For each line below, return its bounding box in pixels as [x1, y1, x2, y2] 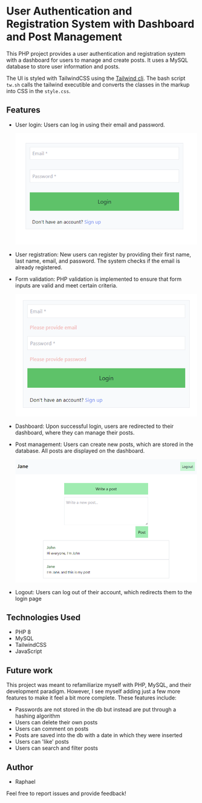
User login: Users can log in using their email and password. [15, 121, 165, 128]
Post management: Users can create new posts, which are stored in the [15, 441, 194, 448]
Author [6, 762, 33, 772]
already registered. [15, 264, 62, 271]
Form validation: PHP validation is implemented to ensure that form [15, 275, 182, 283]
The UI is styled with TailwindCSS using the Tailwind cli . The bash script [6, 74, 186, 82]
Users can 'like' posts [15, 738, 70, 746]
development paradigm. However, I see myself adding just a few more [6, 688, 180, 695]
